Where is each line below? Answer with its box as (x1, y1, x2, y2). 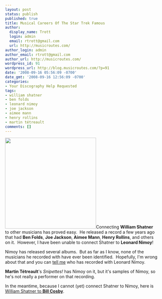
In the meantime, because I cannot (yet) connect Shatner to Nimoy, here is (5, 283, 154, 289)
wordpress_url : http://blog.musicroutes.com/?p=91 (5, 66, 110, 71)
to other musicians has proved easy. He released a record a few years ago (5, 229, 155, 235)
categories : (5, 79, 29, 84)
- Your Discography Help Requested (5, 83, 77, 89)
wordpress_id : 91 (5, 61, 40, 66)
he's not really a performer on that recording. (5, 274, 96, 280)
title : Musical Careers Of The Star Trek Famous (5, 20, 105, 26)
